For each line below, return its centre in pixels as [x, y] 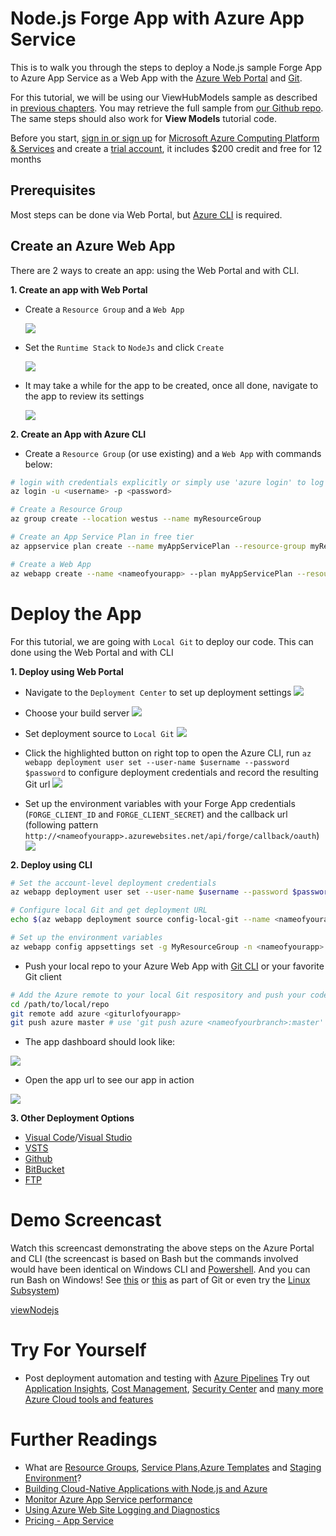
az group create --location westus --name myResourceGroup [136, 519]
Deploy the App [76, 613]
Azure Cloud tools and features [89, 1399]
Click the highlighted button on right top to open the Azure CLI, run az [168, 753]
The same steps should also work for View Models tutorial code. [144, 118]
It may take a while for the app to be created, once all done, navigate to [171, 385]
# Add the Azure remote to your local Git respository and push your [158, 995]
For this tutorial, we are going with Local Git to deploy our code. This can [162, 641]
